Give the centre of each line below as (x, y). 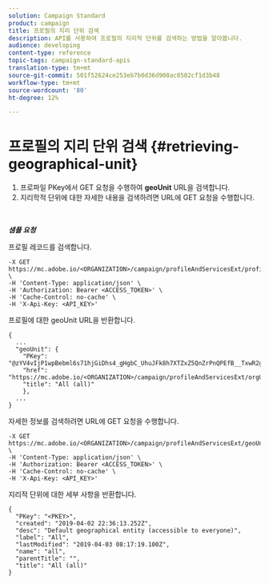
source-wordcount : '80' (48, 90)
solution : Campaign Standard (57, 16)
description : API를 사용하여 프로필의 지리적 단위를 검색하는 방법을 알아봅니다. (125, 38)
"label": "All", (42, 538)
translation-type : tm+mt (50, 68)
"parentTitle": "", (48, 559)
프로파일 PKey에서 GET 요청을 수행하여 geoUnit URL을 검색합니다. (125, 187)
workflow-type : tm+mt (44, 83)
